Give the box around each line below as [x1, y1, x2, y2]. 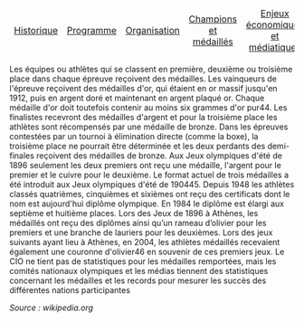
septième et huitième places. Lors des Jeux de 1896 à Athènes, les [9, 208, 259, 218]
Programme [66, 24, 118, 36]
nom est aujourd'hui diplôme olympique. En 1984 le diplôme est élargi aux [9, 198, 285, 209]
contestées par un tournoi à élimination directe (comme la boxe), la [9, 131, 259, 141]
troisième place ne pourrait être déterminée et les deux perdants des [9, 141, 266, 151]
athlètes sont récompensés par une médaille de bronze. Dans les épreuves [9, 121, 289, 132]
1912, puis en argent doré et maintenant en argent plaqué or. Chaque [9, 92, 265, 103]
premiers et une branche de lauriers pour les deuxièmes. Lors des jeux [9, 227, 273, 238]
